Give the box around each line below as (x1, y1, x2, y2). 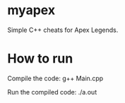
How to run (7, 50, 73, 67)
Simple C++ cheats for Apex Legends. (7, 26, 119, 34)
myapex (7, 2, 55, 18)
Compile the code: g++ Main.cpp (7, 74, 104, 82)
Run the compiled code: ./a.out (7, 87, 97, 96)
